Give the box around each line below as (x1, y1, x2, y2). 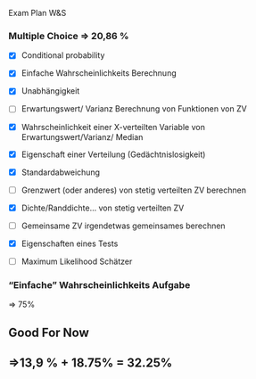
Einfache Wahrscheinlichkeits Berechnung (21, 68, 177, 78)
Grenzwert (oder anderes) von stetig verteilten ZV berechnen (21, 185, 247, 195)
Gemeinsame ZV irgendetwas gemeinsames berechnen (21, 220, 226, 231)
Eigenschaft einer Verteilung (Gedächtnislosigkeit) (21, 149, 206, 160)
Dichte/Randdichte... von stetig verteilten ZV (21, 202, 185, 213)
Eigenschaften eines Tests (21, 238, 119, 249)
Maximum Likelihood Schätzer (21, 256, 133, 267)
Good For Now (8, 325, 90, 340)
